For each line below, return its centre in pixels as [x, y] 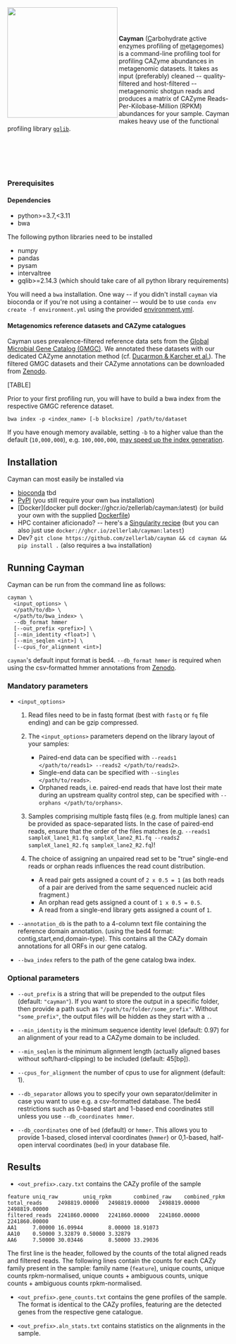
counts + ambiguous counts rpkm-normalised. [75, 1283]
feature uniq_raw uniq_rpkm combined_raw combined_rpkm [116, 1197]
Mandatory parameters [48, 686]
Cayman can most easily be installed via [66, 479]
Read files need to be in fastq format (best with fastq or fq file [118, 715]
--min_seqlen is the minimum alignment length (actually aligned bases [119, 1051]
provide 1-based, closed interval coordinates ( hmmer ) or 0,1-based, [113, 1137]
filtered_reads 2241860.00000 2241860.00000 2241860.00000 [104, 1215]
